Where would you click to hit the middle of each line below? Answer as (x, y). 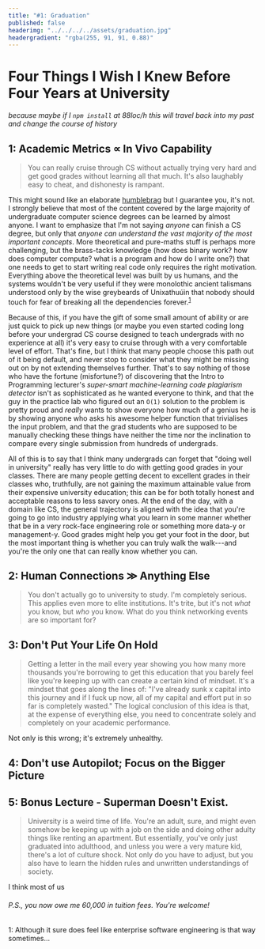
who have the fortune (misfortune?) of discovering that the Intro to (116, 376)
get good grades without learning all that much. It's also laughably (135, 176)
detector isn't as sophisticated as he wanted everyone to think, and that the (131, 393)
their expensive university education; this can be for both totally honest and (131, 492)
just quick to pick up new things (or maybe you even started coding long (126, 326)
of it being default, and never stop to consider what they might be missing (129, 359)
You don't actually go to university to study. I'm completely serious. (137, 595)
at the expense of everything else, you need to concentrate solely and (142, 715)
